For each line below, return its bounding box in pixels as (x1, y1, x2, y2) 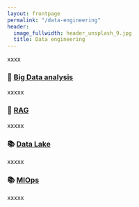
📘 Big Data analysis (7, 72, 74, 82)
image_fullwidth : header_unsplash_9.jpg (13, 29, 132, 37)
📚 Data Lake (7, 139, 51, 149)
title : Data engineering (13, 36, 85, 43)
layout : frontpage (7, 10, 60, 17)
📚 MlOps (7, 175, 40, 185)
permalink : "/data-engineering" (7, 17, 101, 24)
